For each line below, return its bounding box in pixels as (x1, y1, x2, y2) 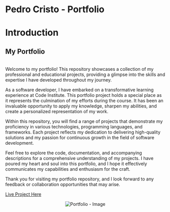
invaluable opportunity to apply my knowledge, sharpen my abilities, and (5, 103, 157, 109)
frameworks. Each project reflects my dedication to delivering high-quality (5, 129, 161, 136)
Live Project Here (5, 191, 42, 197)
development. (5, 140, 34, 146)
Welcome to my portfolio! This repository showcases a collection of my (5, 66, 154, 72)
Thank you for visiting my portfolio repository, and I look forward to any (5, 176, 154, 182)
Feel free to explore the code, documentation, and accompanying (5, 150, 142, 156)
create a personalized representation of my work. (5, 109, 109, 115)
